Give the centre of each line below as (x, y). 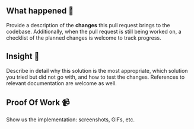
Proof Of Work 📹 (38, 103)
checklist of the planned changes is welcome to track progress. (84, 38)
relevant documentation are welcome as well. (61, 83)
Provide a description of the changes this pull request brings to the (88, 25)
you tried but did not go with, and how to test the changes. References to (96, 77)
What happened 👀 (40, 11)
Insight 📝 (23, 57)
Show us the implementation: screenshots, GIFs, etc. (71, 120)
